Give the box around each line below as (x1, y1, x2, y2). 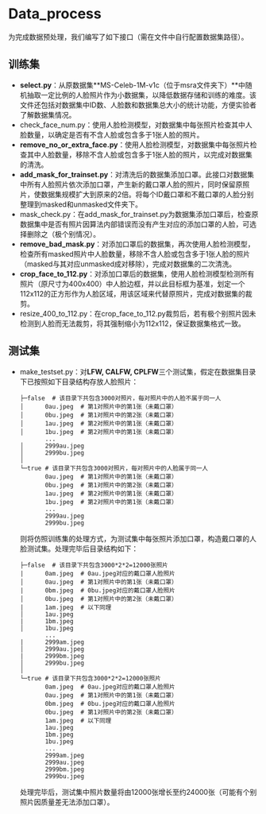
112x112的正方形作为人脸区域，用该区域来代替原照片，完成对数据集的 (19, 289, 246, 298)
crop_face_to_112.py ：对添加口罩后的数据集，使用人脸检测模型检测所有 (19, 269, 255, 278)
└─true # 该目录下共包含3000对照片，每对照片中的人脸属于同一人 (19, 464, 209, 472)
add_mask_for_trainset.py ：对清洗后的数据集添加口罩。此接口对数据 (19, 169, 248, 179)
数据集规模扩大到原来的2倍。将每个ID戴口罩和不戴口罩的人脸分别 (40, 189, 254, 199)
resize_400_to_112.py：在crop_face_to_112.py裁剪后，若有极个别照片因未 (19, 308, 256, 318)
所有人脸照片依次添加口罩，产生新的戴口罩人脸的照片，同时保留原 (26, 180, 243, 189)
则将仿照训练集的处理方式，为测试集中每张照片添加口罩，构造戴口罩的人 (19, 533, 256, 543)
